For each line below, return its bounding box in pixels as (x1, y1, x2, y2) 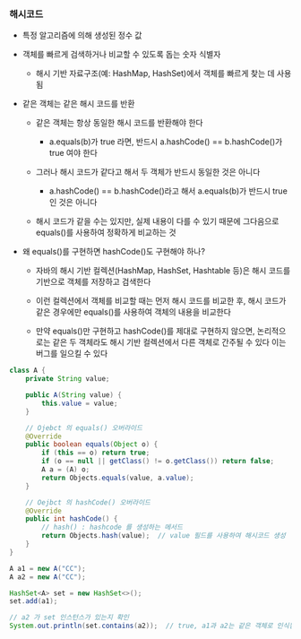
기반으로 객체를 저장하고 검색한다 (35, 276, 151, 288)
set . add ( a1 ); (9, 597, 58, 606)
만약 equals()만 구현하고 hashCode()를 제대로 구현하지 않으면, (35, 325, 255, 337)
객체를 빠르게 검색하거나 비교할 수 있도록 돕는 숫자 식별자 (21, 49, 221, 60)
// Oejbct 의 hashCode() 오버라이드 (25, 497, 150, 507)
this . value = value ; (41, 399, 118, 408)
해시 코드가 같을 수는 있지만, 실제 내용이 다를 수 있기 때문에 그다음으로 (35, 216, 279, 227)
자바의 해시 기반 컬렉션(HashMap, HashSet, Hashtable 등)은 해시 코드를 (35, 265, 291, 276)
